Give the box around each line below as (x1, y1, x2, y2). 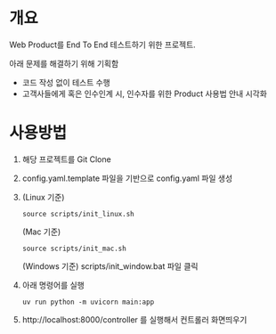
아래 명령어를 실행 (21, 280, 85, 290)
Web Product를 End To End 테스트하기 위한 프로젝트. (9, 39, 196, 50)
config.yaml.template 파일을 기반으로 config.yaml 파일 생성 (21, 173, 233, 183)
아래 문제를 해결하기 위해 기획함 (9, 58, 119, 69)
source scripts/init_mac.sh (21, 244, 126, 253)
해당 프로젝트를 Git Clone (21, 153, 111, 165)
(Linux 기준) (21, 191, 65, 202)
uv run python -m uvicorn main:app (21, 297, 155, 306)
